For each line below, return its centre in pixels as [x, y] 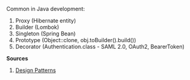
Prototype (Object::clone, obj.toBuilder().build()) [76, 40]
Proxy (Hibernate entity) [46, 20]
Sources [17, 58]
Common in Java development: [46, 9]
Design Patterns [36, 70]
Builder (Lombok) [37, 27]
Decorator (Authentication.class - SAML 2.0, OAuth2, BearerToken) [100, 46]
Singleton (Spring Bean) [45, 34]
